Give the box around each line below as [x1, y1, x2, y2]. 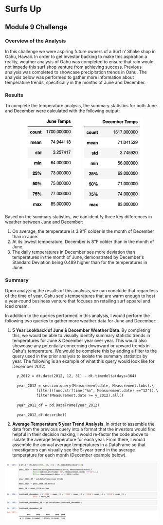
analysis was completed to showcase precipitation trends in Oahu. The [5, 69, 147, 75]
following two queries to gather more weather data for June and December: [5, 318, 157, 324]
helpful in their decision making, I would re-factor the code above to [12, 431, 148, 437]
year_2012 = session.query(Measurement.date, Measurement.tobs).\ [17, 383, 154, 388]
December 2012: [12, 364, 46, 370]
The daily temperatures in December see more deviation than [12, 249, 135, 255]
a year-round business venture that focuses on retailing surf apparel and [5, 298, 151, 304]
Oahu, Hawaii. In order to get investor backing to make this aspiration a [5, 54, 147, 59]
